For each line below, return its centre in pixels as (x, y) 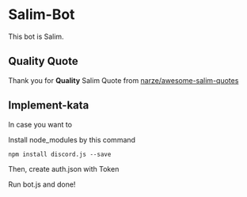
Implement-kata (49, 106)
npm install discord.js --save (60, 154)
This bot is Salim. (36, 36)
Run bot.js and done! (42, 184)
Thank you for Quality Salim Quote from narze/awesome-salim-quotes (123, 80)
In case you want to (40, 124)
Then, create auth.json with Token (64, 169)
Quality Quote (43, 61)
